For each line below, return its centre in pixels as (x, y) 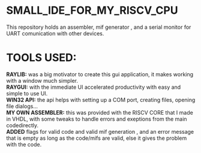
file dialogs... (22, 106)
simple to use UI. (27, 93)
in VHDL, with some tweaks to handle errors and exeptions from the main (97, 119)
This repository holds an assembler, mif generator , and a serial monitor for (99, 27)
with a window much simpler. (42, 80)
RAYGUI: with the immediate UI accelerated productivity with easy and (94, 87)
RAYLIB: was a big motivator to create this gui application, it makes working (100, 74)
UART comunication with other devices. (55, 33)
